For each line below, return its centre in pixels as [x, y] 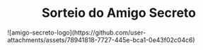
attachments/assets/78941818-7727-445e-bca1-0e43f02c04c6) [101, 39]
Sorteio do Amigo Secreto [119, 13]
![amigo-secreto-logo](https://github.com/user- [77, 32]
